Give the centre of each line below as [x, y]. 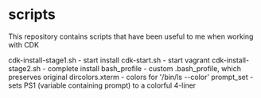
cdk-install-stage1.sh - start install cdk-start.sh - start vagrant [109, 60]
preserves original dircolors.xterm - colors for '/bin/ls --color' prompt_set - [131, 77]
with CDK [24, 44]
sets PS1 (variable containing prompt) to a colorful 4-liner [102, 85]
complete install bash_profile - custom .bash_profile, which [144, 68]
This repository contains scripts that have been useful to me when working [131, 36]
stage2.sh [25, 68]
